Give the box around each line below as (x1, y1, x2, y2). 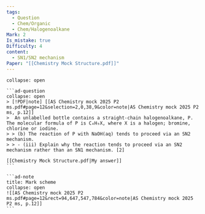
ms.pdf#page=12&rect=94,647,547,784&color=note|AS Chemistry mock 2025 (6, 195, 193, 201)
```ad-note (6, 174, 34, 180)
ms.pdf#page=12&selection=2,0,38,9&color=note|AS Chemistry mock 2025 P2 (6, 104, 199, 110)
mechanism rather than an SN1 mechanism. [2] (6, 147, 125, 153)
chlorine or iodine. (6, 125, 60, 132)
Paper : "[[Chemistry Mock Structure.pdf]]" (6, 60, 120, 66)
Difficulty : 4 (6, 44, 43, 50)
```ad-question (6, 88, 45, 94)
